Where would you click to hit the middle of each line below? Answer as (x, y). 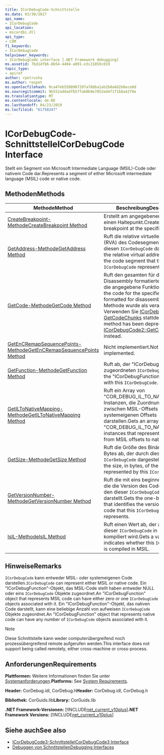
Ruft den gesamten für (129, 275)
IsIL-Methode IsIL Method (37, 536)
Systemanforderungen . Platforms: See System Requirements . (67, 681)
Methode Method (53, 207)
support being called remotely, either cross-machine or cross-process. (76, 649)
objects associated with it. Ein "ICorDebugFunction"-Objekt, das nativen (78, 604)
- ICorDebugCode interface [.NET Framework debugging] (62, 60)
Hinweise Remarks (33, 566)
